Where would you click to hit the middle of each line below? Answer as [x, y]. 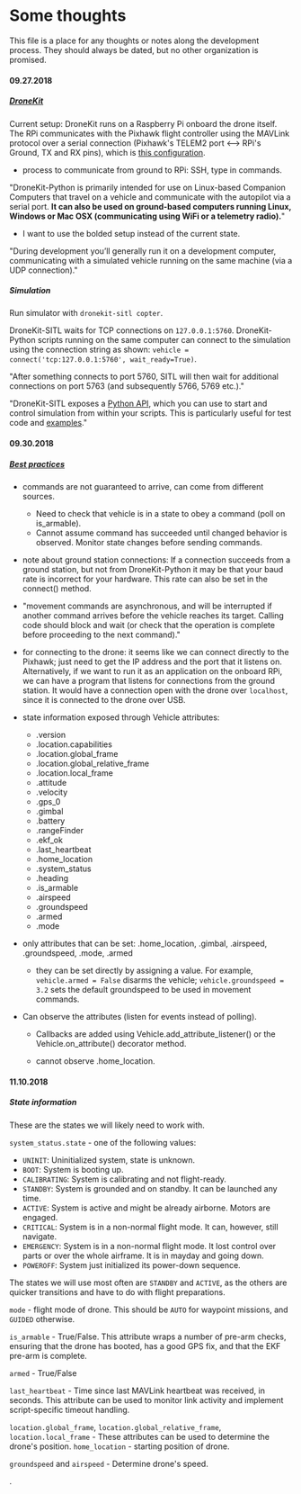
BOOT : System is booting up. [73, 1169]
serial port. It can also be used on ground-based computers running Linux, [150, 206]
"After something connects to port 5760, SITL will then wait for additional [144, 377]
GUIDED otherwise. [42, 1318]
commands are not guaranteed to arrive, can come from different [143, 487]
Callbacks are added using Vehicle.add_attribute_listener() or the [155, 1034]
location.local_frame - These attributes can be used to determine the [139, 1436]
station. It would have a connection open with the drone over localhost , [155, 690]
